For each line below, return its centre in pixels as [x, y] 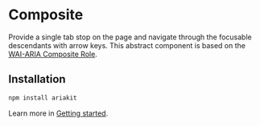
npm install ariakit [43, 98]
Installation [37, 79]
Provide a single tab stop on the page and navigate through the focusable [130, 37]
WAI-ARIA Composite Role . [53, 54]
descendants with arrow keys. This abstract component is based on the [127, 45]
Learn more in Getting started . [58, 113]
